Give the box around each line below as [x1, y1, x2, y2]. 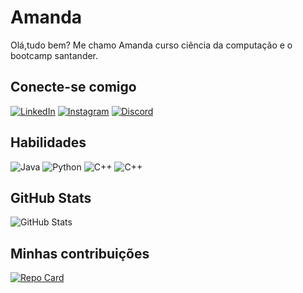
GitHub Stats [10, 189, 92, 206]
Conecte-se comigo [10, 79, 137, 96]
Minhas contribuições [10, 245, 150, 262]
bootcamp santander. [10, 49, 99, 61]
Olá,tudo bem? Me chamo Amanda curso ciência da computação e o [10, 39, 293, 51]
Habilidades [10, 134, 87, 151]
